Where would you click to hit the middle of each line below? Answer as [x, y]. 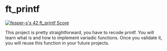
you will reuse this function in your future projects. [57, 43]
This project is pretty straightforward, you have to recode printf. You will [80, 32]
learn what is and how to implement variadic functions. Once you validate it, [84, 38]
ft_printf [23, 9]
